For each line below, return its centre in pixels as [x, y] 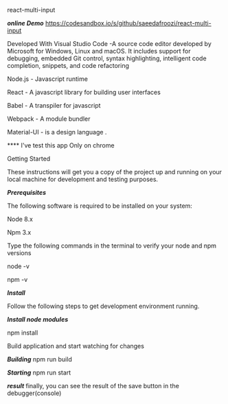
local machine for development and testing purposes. [83, 179]
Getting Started [29, 158]
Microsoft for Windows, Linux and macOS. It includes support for [99, 51]
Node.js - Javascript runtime [47, 79]
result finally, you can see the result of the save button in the [93, 386]
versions [19, 253]
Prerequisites [27, 192]
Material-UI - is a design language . [57, 132]
